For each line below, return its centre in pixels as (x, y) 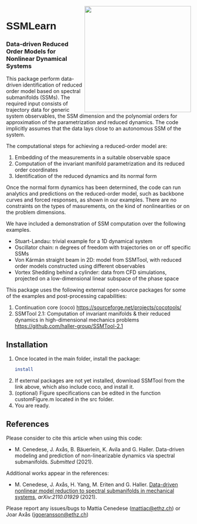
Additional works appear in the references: (58, 473)
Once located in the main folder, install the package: (77, 359)
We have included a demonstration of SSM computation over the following (96, 224)
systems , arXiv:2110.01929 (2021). (56, 496)
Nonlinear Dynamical (37, 59)
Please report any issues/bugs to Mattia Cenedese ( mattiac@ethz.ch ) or (93, 508)
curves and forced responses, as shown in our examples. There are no (91, 200)
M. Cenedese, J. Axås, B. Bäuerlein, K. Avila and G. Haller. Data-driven (99, 449)
